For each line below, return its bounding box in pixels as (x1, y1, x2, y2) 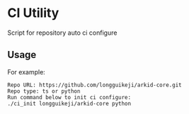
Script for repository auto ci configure (7, 28, 118, 37)
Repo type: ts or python (7, 87, 81, 95)
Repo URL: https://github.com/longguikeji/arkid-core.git (7, 81, 182, 89)
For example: (7, 67, 46, 76)
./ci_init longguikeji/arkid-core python (7, 100, 132, 107)
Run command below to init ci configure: (7, 93, 132, 101)
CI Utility (7, 5, 59, 21)
